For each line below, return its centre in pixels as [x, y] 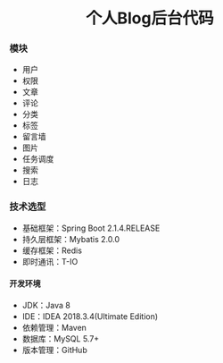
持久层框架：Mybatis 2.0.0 [71, 239]
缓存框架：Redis [52, 250]
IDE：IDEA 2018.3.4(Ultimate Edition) [90, 316]
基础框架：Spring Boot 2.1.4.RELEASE [91, 228]
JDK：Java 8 [46, 305]
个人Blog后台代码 [150, 18]
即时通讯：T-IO [50, 261]
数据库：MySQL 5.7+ [61, 338]
